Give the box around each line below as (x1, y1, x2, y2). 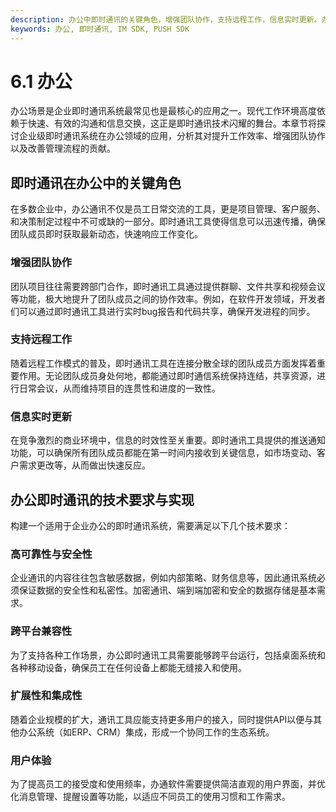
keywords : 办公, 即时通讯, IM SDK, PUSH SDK (10, 24, 190, 34)
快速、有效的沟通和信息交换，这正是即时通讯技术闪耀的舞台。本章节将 (27, 117, 317, 130)
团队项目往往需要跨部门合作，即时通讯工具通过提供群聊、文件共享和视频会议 (10, 280, 326, 292)
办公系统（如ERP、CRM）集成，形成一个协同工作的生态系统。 (18, 726, 275, 738)
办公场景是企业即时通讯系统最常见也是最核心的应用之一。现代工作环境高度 (10, 105, 317, 117)
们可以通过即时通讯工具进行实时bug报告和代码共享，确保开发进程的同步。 (10, 305, 316, 317)
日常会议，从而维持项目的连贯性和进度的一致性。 (18, 382, 221, 394)
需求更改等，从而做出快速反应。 (18, 459, 151, 471)
